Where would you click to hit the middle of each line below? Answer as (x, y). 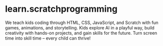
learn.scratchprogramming (61, 9)
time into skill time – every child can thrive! (48, 38)
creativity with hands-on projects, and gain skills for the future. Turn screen (81, 33)
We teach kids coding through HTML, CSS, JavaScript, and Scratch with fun (82, 23)
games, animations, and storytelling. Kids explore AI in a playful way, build (80, 27)
